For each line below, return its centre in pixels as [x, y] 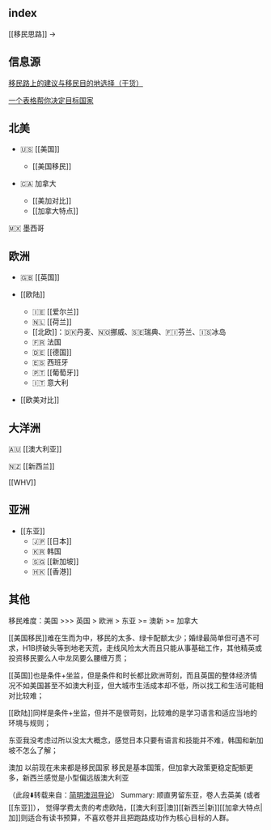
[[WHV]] [22, 482]
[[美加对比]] [52, 201]
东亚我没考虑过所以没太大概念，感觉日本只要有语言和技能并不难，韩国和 [129, 740]
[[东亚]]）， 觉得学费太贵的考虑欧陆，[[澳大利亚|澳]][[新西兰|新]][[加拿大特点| [135, 807]
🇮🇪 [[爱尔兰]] [55, 312]
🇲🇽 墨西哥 [26, 228]
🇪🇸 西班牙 [50, 362]
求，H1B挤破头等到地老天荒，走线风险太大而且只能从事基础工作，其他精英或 [135, 648]
